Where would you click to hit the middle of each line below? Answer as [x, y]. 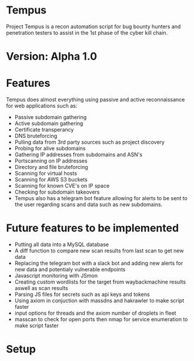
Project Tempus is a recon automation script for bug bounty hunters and [93, 26]
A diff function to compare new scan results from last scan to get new [99, 251]
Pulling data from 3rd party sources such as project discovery [89, 142]
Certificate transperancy [44, 130]
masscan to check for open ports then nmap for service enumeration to [101, 319]
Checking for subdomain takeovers [57, 192]
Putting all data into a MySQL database [62, 244]
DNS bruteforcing [36, 136]
